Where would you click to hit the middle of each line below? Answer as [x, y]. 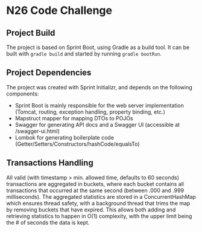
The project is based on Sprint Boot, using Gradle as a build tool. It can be [98, 47]
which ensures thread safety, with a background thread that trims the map [98, 203]
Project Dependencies [49, 73]
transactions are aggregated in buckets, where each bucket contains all [95, 184]
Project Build [31, 33]
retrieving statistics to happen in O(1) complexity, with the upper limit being [99, 216]
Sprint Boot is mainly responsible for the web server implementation [99, 105]
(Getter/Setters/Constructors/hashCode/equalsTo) [77, 144]
